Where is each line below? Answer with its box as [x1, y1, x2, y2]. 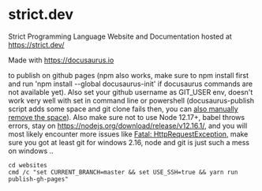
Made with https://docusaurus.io [8, 55, 114, 65]
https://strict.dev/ [8, 39, 65, 49]
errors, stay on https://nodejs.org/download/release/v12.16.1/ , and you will [8, 121, 248, 130]
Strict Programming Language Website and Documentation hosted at [8, 32, 233, 41]
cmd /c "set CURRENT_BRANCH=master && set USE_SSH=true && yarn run [8, 168, 238, 176]
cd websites [8, 161, 47, 169]
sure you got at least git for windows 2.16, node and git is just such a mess [8, 137, 250, 147]
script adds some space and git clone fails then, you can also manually [8, 104, 238, 114]
